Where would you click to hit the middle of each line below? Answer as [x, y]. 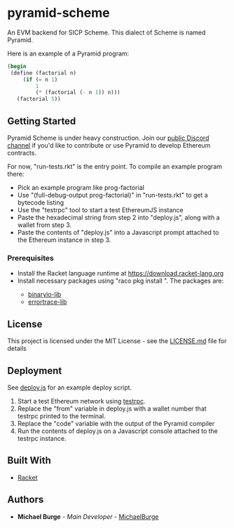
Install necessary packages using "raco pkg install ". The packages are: [121, 281]
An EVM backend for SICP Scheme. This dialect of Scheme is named [106, 32]
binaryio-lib [44, 295]
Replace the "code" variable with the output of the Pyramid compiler [116, 423]
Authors [26, 500]
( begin [17, 66]
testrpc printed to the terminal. [62, 416]
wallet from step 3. [44, 225]
